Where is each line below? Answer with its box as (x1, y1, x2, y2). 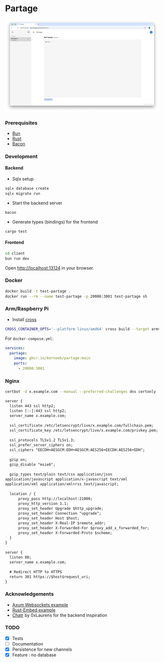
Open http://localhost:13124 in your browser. (5, 265, 94, 271)
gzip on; (9, 457, 27, 462)
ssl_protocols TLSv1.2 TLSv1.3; (9, 438, 76, 443)
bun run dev (5, 256, 29, 261)
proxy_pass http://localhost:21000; (18, 496, 93, 501)
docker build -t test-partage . (5, 289, 71, 293)
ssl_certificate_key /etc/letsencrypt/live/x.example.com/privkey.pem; (9, 428, 159, 433)
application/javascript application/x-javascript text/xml (5, 477, 128, 482)
